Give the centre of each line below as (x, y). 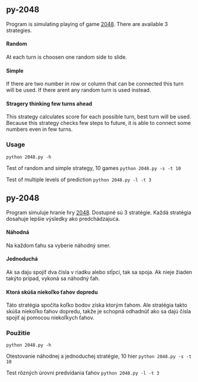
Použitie (18, 333)
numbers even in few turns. (39, 129)
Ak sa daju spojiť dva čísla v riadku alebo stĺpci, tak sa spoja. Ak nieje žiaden (99, 272)
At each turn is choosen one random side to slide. (66, 57)
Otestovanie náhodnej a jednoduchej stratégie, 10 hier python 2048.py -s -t (99, 356)
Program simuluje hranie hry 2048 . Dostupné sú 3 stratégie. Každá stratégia (99, 212)
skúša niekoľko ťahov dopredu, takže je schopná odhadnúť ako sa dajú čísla (98, 312)
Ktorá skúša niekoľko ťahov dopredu (52, 292)
